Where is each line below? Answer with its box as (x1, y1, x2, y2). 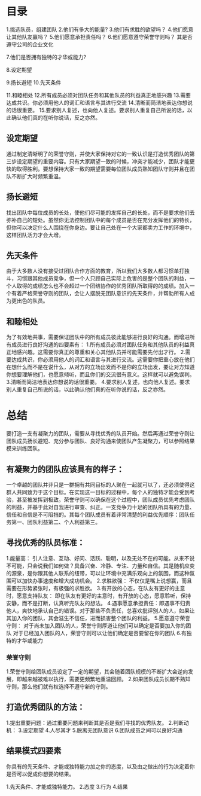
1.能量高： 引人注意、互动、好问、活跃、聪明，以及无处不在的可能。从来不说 (6, 554, 195, 562)
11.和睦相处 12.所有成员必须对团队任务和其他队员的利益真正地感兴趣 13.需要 (6, 92, 191, 99)
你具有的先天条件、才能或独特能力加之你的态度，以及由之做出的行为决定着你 (6, 763, 195, 770)
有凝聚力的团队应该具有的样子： (6, 464, 124, 474)
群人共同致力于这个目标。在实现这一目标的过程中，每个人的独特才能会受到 (6, 488, 190, 496)
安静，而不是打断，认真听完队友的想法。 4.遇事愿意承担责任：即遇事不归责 (6, 599, 191, 606)
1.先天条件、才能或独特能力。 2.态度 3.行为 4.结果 (6, 783, 129, 790)
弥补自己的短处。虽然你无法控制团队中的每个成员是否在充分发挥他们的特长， (6, 216, 195, 224)
